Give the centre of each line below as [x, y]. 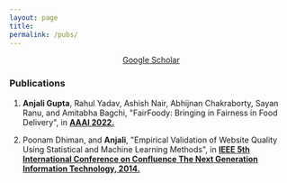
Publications [37, 84]
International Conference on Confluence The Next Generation [140, 159]
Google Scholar [151, 60]
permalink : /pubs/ [44, 34]
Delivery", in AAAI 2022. [68, 122]
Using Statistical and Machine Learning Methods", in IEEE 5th [136, 149]
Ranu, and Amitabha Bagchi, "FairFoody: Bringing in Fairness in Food [150, 113]
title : [22, 26]
